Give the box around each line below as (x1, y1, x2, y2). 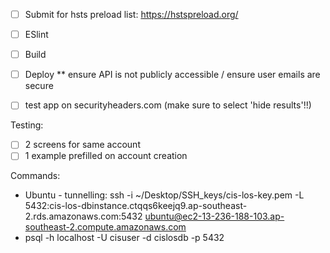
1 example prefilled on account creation (24, 150, 188, 162)
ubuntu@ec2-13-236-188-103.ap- (144, 210, 285, 223)
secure (24, 80, 54, 92)
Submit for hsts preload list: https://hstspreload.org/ (24, 9, 239, 20)
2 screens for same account (24, 139, 141, 151)
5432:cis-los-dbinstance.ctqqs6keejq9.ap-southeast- (24, 200, 248, 212)
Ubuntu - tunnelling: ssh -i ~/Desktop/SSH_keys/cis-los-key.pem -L (24, 189, 305, 201)
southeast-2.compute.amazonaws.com (24, 221, 187, 233)
